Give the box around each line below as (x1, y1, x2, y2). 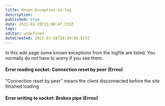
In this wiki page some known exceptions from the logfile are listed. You (5, 49, 156, 56)
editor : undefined (5, 31, 44, 36)
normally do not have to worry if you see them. (5, 55, 103, 61)
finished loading (5, 83, 39, 89)
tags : (5, 26, 17, 31)
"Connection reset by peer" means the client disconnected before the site (5, 78, 160, 84)
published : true (5, 17, 40, 22)
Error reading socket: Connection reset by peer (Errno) (5, 66, 123, 73)
